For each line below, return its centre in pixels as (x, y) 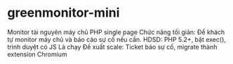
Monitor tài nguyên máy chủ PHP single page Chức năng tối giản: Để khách (116, 32)
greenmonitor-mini (64, 13)
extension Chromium (38, 54)
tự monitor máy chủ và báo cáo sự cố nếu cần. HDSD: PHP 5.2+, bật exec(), (117, 39)
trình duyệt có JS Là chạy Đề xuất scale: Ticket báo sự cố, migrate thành (112, 47)
